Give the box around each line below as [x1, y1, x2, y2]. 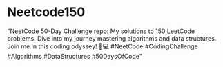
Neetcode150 [7, 4, 86, 20]
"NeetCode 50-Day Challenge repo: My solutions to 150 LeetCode [7, 27, 195, 35]
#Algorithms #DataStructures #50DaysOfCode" [7, 52, 143, 60]
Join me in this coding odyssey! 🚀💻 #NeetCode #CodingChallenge [7, 42, 198, 50]
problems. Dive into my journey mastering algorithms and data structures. [7, 34, 217, 42]
